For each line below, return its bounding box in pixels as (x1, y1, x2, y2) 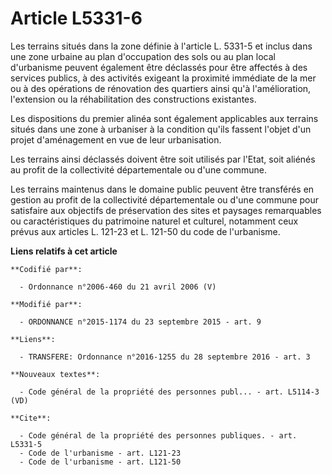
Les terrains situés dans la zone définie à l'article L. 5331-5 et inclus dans (10, 40, 313, 52)
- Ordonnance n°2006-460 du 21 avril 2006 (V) (19, 282, 217, 292)
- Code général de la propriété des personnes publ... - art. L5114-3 (19, 387, 320, 397)
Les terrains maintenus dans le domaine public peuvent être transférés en (10, 183, 315, 195)
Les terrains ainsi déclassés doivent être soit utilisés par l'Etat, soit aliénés (10, 153, 316, 165)
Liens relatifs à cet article (10, 245, 118, 257)
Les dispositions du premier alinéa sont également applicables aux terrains (10, 112, 319, 124)
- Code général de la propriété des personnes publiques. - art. (19, 430, 298, 441)
